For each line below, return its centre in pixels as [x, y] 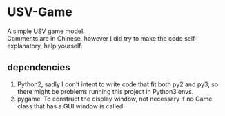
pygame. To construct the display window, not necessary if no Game [115, 99]
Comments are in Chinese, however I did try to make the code [95, 38]
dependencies [39, 67]
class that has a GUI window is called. [71, 106]
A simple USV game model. [46, 31]
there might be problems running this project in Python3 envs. [105, 91]
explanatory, [25, 46]
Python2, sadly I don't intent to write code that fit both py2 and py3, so [118, 84]
